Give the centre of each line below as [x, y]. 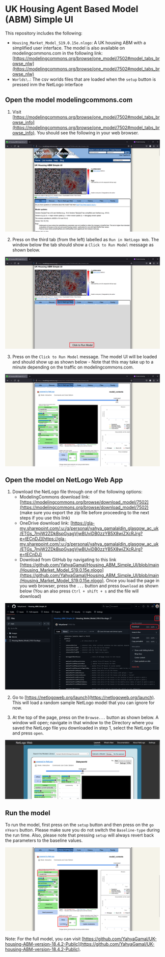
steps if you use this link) [45, 518]
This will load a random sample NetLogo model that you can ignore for [83, 703]
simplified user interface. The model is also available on [69, 48]
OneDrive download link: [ [46, 523]
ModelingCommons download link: [55, 497]
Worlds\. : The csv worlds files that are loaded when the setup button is [84, 79]
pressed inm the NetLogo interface [48, 84]
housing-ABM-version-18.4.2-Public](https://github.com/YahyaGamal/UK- [80, 944]
